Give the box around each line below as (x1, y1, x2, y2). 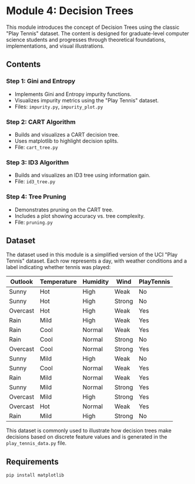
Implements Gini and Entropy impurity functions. (14, 90, 132, 98)
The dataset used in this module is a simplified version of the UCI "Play (6, 251, 178, 258)
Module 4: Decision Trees (6, 4, 134, 18)
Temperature (39, 278, 78, 286)
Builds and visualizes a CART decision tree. (14, 131, 120, 138)
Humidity (82, 278, 109, 286)
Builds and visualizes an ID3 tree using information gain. (14, 172, 151, 179)
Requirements (6, 456, 59, 466)
